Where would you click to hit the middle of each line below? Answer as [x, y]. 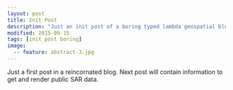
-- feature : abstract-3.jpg [54, 53]
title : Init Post [32, 20]
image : [17, 46]
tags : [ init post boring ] [44, 39]
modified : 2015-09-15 [38, 33]
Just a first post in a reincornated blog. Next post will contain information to [115, 72]
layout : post [26, 13]
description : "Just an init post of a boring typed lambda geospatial [111, 26]
